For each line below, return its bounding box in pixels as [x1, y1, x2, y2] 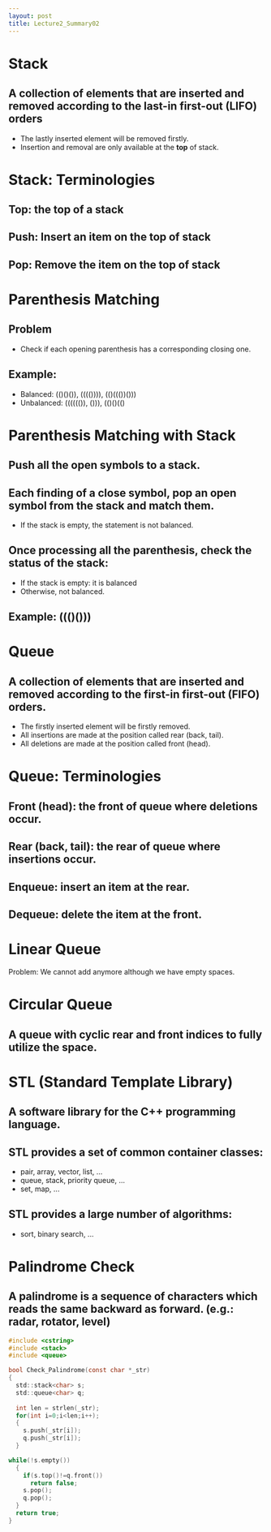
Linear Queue [8, 940, 101, 958]
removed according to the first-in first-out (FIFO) [8, 687, 260, 701]
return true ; [15, 1509, 60, 1517]
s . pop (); [23, 1487, 53, 1495]
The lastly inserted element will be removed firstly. [19, 133, 189, 143]
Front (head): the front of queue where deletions [8, 799, 258, 813]
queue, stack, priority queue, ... [19, 1175, 126, 1185]
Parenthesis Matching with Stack [8, 426, 236, 445]
